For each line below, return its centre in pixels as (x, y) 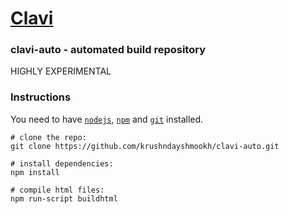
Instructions (41, 97)
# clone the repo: (48, 137)
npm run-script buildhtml (64, 198)
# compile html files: (57, 190)
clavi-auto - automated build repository (108, 50)
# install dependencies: (62, 163)
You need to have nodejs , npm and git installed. (107, 119)
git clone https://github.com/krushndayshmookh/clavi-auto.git (145, 146)
